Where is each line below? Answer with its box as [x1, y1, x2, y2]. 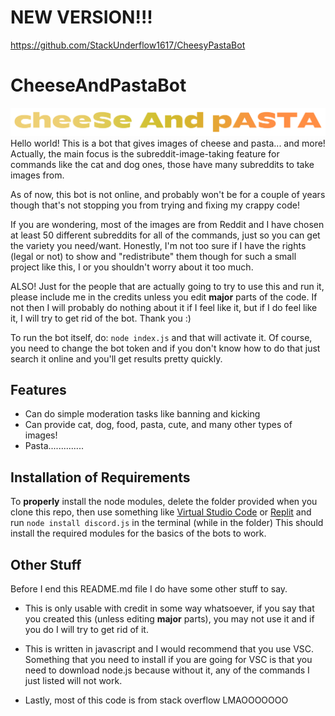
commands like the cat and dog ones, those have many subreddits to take [10, 158, 315, 170]
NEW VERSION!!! [10, 6, 153, 29]
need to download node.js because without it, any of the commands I [24, 664, 310, 676]
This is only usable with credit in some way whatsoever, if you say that [24, 602, 315, 615]
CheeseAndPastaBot [10, 74, 187, 97]
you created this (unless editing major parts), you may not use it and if [24, 613, 315, 625]
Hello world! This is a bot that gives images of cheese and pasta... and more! [10, 137, 326, 149]
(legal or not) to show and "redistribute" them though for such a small [10, 250, 297, 262]
